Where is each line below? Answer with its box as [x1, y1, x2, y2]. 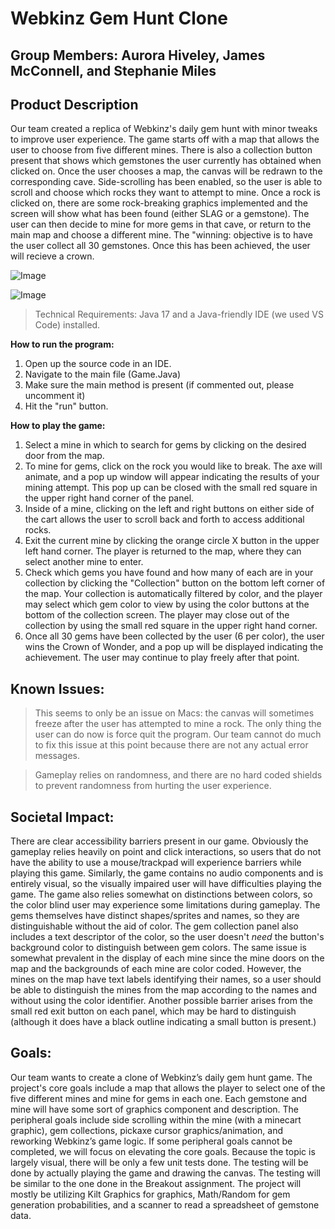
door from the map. [24, 450, 105, 462]
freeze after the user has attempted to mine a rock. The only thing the [34, 718, 322, 730]
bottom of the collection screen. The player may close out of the [24, 609, 290, 621]
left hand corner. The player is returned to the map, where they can [24, 545, 302, 557]
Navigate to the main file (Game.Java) [24, 368, 182, 381]
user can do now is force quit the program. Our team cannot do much [34, 728, 322, 741]
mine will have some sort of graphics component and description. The [10, 1103, 300, 1115]
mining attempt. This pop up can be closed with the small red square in [24, 482, 318, 494]
